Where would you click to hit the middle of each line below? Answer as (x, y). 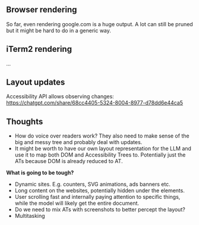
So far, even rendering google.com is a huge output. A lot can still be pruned (99, 24)
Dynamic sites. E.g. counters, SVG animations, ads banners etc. (92, 185)
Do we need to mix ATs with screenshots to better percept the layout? (100, 210)
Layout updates (36, 82)
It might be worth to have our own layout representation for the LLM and (103, 149)
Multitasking (30, 216)
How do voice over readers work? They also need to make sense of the (102, 136)
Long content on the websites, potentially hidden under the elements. (100, 190)
